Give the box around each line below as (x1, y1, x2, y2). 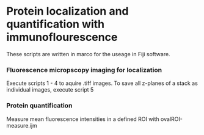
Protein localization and (6, 4, 129, 18)
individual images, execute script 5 (6, 86, 94, 93)
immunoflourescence (6, 31, 118, 44)
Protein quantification (6, 101, 73, 110)
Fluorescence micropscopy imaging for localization (6, 65, 162, 74)
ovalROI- (161, 115, 183, 123)
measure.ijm (6, 122, 38, 129)
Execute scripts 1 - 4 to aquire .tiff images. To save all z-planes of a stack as (6, 79, 199, 87)
